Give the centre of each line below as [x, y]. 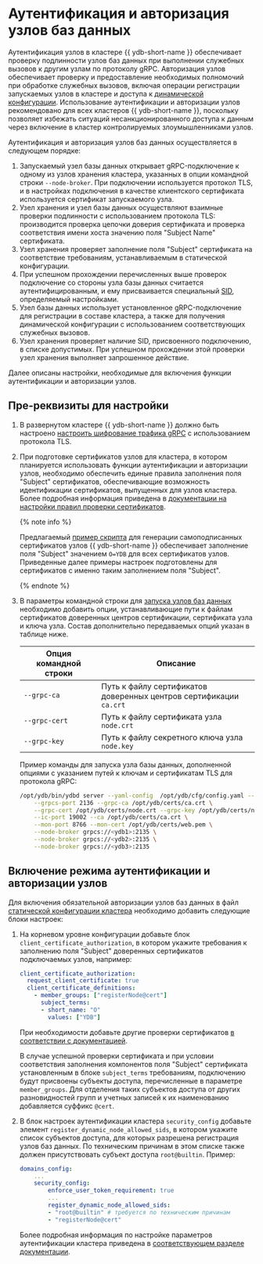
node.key [117, 746]
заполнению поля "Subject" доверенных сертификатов [111, 951]
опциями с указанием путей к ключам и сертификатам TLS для [126, 773]
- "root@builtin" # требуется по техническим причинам [139, 1212]
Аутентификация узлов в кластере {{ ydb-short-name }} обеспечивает [125, 52]
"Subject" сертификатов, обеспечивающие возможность [115, 481]
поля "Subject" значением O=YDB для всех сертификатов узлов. [124, 553]
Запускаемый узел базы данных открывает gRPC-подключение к [129, 166]
